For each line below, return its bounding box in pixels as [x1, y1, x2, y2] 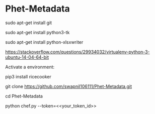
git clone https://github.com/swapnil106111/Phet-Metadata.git [5, 83, 132, 89]
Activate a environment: [5, 64, 55, 70]
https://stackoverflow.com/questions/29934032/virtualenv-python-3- [5, 49, 150, 55]
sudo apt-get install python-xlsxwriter [5, 39, 84, 45]
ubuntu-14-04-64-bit [5, 54, 49, 60]
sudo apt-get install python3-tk [5, 29, 70, 35]
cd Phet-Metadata [5, 93, 43, 99]
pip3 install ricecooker [5, 73, 51, 79]
